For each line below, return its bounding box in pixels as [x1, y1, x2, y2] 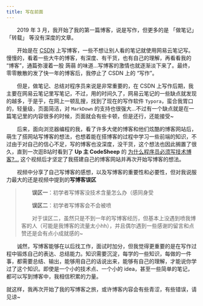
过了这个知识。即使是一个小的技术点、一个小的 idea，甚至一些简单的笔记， [6, 265, 193, 272]
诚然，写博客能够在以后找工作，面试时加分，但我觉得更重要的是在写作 [17, 243, 192, 250]
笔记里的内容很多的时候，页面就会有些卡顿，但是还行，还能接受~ [11, 112, 174, 120]
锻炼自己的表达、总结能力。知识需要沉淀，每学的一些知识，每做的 [16, 250, 181, 257]
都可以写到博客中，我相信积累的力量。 [6, 273, 101, 280]
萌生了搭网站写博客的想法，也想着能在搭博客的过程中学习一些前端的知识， [6, 132, 192, 140]
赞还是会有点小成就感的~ [21, 229, 83, 236]
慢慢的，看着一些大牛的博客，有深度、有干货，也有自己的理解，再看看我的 [6, 54, 192, 61]
